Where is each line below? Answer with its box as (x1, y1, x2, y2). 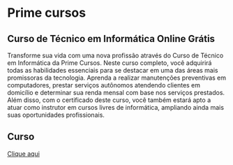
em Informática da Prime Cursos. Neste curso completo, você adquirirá (7, 59, 212, 67)
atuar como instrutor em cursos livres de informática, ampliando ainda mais (7, 103, 225, 111)
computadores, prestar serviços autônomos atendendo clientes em (7, 81, 201, 89)
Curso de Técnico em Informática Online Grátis (7, 33, 215, 45)
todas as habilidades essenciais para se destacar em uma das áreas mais (7, 66, 218, 74)
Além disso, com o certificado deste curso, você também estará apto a (7, 96, 211, 104)
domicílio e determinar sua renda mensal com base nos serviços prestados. (7, 89, 225, 96)
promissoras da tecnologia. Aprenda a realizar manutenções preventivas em (7, 73, 227, 82)
